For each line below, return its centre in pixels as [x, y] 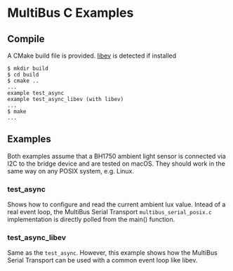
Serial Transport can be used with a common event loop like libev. [102, 260]
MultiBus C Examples [71, 13]
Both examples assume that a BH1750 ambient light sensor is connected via [116, 156]
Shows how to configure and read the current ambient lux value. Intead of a [116, 204]
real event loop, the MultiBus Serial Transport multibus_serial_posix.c [109, 212]
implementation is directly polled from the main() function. [91, 220]
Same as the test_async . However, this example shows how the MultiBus [112, 253]
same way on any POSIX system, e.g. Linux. [71, 171]
